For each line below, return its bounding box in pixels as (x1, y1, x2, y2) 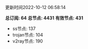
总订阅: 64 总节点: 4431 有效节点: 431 (5, 15, 83, 21)
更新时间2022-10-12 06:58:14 (5, 4, 66, 10)
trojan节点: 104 (12, 32, 43, 37)
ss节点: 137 (12, 25, 36, 31)
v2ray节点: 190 (12, 38, 43, 44)
